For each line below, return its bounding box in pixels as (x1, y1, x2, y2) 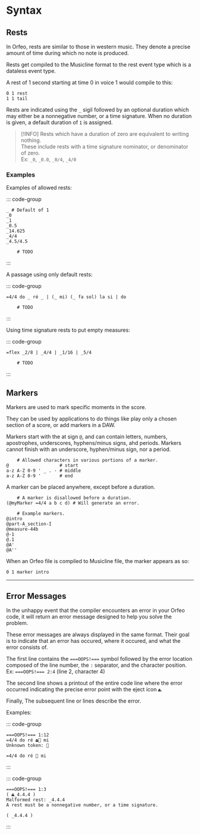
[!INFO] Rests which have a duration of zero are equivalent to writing (20, 131, 189, 137)
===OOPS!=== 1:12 (6, 732, 49, 738)
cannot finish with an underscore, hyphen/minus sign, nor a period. (6, 446, 171, 453)
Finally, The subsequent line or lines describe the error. (6, 697, 142, 704)
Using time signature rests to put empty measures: (6, 326, 130, 334)
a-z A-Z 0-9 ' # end (6, 473, 73, 479)
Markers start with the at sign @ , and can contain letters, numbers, (6, 433, 168, 440)
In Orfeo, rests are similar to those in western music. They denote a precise (6, 43, 190, 50)
